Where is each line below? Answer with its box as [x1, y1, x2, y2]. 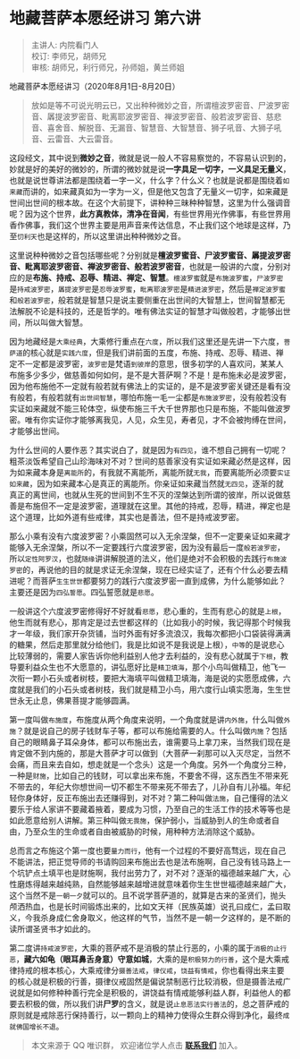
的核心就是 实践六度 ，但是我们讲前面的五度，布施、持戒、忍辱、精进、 [21, 346, 277, 358]
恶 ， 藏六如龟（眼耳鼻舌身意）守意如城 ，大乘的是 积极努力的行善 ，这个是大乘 [9, 953, 282, 964]
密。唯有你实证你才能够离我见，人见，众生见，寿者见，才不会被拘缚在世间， [9, 414, 291, 425]
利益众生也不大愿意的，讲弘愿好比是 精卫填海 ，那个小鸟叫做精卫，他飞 [24, 662, 279, 672]
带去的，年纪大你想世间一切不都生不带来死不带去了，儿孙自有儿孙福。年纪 [16, 781, 291, 792]
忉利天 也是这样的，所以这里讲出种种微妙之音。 [17, 230, 186, 242]
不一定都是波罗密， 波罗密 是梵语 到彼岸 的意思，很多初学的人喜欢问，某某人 [16, 358, 284, 369]
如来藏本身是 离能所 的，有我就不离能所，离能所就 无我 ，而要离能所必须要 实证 [16, 466, 291, 477]
